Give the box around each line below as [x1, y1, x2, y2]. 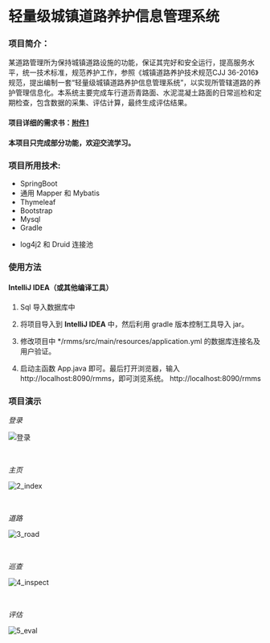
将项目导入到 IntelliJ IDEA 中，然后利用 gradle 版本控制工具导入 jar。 [19, 319, 249, 330]
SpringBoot [19, 178, 58, 188]
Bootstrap [19, 206, 53, 215]
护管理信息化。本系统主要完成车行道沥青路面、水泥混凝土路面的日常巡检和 [8, 88, 255, 97]
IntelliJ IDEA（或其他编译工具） [8, 283, 113, 293]
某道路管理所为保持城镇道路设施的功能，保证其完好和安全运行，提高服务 [8, 58, 247, 68]
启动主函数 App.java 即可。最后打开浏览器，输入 [19, 363, 181, 374]
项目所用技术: [8, 160, 61, 171]
